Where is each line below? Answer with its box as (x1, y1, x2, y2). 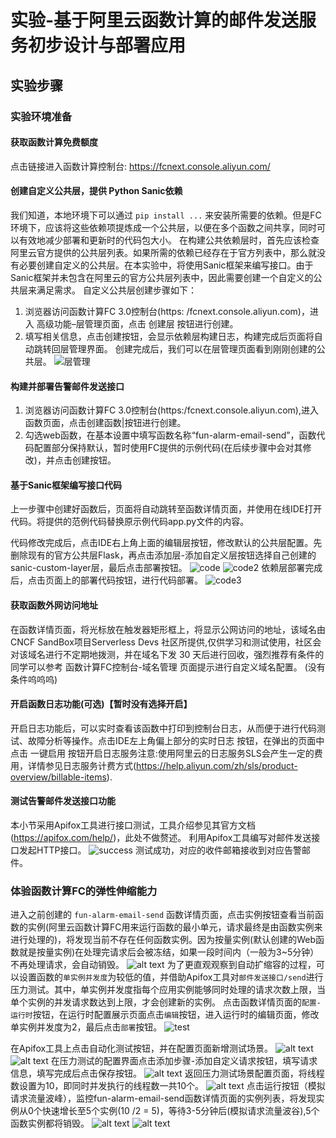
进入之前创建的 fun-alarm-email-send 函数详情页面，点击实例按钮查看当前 (10, 909, 316, 921)
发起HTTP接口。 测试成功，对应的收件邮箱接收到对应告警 (18, 844, 302, 856)
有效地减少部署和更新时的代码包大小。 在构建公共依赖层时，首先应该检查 (18, 234, 320, 246)
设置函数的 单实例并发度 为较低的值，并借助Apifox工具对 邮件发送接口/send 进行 (18, 971, 324, 983)
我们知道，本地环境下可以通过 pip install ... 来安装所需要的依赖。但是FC (10, 209, 322, 221)
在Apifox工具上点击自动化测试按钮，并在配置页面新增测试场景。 (10, 1042, 274, 1055)
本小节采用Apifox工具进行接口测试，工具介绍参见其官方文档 (10, 819, 257, 831)
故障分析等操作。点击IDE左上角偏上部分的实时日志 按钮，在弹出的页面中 (27, 734, 325, 746)
